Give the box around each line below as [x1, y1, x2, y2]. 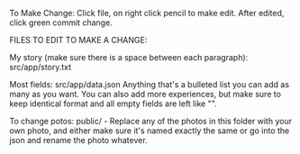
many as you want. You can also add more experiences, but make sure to [9, 89, 282, 99]
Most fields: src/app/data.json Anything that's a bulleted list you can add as [9, 79, 290, 89]
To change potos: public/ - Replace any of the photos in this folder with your [9, 116, 293, 126]
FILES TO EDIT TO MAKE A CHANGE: [9, 35, 148, 45]
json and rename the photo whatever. [9, 135, 148, 145]
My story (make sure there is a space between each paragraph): [9, 52, 249, 62]
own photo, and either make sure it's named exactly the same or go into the [9, 125, 290, 136]
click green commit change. [9, 17, 113, 28]
